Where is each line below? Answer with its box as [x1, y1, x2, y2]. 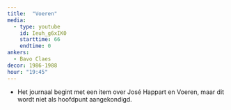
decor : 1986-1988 [7, 62, 58, 69]
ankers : [7, 49, 30, 56]
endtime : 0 [19, 42, 51, 49]
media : [7, 17, 26, 24]
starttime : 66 [19, 36, 61, 43]
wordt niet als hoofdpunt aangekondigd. [17, 95, 132, 103]
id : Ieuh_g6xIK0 [19, 29, 67, 37]
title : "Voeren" [7, 10, 58, 17]
